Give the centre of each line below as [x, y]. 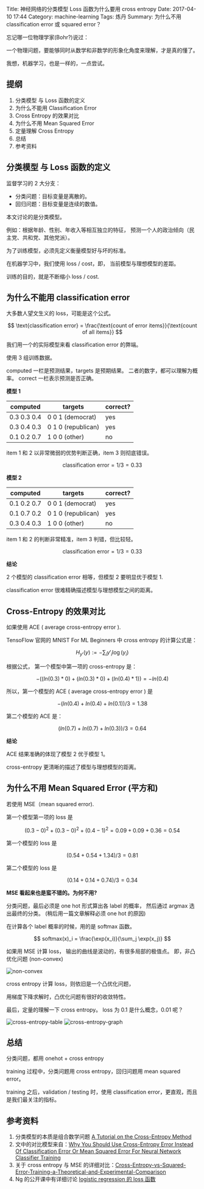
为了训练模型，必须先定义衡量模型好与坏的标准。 [68, 250]
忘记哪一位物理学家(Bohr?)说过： [48, 37]
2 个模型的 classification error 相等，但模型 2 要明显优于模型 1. [85, 577]
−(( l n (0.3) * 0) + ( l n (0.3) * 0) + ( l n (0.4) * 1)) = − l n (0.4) [102, 679]
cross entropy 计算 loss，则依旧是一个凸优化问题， [70, 983]
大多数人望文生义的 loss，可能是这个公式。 [60, 313]
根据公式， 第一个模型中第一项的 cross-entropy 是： [72, 667]
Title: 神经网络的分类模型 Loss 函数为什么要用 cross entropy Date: [89, 9]
